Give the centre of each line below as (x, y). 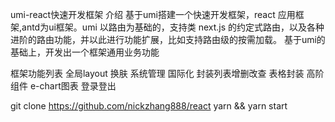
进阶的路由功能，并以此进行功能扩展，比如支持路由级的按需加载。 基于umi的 (168, 39)
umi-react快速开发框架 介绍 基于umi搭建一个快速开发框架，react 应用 (153, 14)
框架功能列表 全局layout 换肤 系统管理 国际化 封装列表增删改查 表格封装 (157, 73)
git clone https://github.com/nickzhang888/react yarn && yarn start (149, 106)
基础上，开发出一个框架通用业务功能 (85, 52)
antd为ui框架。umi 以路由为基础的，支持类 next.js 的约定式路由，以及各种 (173, 27)
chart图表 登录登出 (78, 86)
